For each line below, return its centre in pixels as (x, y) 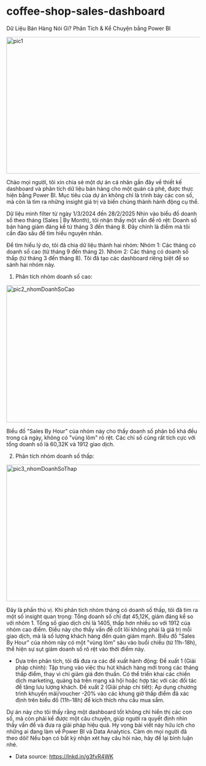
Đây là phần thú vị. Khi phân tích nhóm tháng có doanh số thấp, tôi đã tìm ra (102, 609)
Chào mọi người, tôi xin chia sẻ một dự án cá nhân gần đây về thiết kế (94, 182)
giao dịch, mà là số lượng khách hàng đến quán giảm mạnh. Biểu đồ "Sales (101, 636)
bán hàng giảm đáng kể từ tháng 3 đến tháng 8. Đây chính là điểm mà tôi (98, 226)
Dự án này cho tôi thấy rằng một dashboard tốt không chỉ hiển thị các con (99, 712)
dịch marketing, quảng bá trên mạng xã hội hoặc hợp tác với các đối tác (106, 680)
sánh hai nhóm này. (31, 265)
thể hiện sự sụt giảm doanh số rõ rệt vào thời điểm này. (76, 649)
